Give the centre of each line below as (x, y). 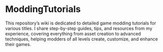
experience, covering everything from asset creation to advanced (73, 33)
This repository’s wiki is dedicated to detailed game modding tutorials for (81, 23)
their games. (18, 44)
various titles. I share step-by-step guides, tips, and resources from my (79, 28)
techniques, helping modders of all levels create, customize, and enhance (82, 39)
